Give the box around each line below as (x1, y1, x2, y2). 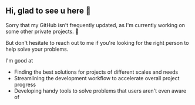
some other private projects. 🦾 (5, 28, 79, 35)
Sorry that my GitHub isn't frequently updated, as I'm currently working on (5, 21, 186, 28)
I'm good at (5, 57, 33, 64)
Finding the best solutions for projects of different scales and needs (14, 68, 179, 76)
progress (14, 81, 36, 88)
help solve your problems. (5, 45, 69, 52)
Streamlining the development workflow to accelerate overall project (14, 74, 180, 81)
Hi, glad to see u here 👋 (5, 6, 92, 16)
